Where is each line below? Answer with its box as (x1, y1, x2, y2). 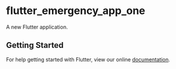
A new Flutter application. (6, 23, 68, 30)
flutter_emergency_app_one (6, 4, 145, 18)
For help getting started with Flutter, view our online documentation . (6, 56, 170, 63)
